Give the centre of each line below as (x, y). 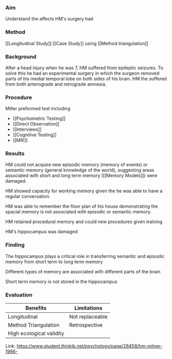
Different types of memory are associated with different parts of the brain (83, 271)
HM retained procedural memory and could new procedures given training (84, 222)
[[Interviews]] (27, 129)
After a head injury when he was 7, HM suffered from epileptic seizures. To (84, 68)
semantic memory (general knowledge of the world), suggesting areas (80, 170)
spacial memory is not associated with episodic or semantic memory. (78, 212)
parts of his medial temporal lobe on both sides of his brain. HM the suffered (86, 78)
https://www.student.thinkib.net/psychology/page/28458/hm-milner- (90, 346)
